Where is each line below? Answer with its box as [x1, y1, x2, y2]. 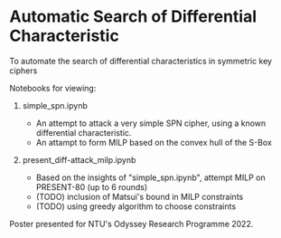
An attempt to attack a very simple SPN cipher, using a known [35, 118, 267, 129]
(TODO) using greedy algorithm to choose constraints [35, 201, 237, 212]
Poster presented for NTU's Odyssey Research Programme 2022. [9, 218, 254, 229]
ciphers [9, 65, 38, 76]
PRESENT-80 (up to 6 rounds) [35, 181, 148, 192]
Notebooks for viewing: [9, 82, 97, 93]
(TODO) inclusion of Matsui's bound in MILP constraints [35, 191, 244, 202]
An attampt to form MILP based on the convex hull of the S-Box [35, 137, 273, 148]
